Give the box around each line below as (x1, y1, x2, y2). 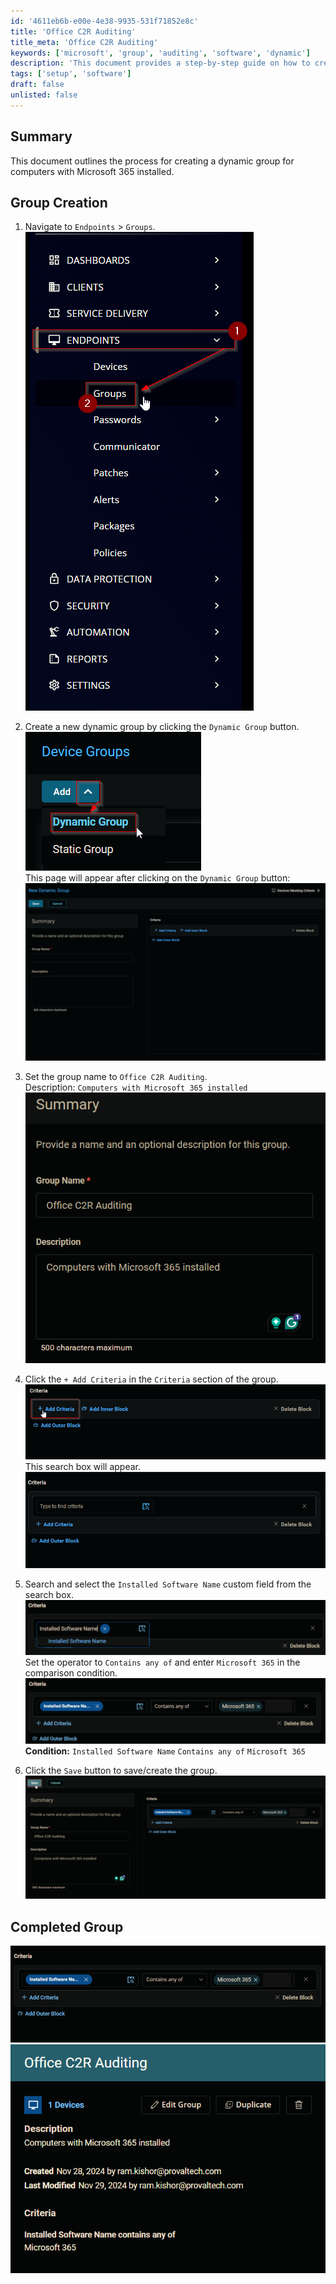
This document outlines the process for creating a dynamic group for (10, 155, 295, 167)
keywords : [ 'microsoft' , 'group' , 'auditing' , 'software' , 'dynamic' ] (10, 48, 311, 58)
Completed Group (10, 1918, 124, 1935)
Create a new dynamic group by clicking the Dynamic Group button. (24, 721, 300, 733)
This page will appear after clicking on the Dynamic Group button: (24, 872, 291, 884)
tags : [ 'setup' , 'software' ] (10, 69, 132, 79)
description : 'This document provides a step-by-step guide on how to (10, 58, 311, 69)
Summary (10, 128, 73, 145)
